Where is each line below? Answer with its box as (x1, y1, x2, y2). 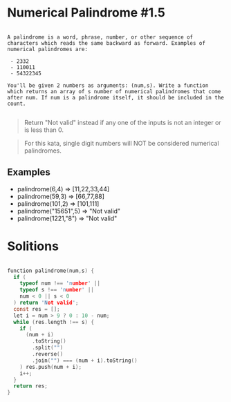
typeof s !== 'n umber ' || (19, 287, 95, 294)
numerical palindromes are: (7, 46, 89, 52)
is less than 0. (24, 126, 64, 134)
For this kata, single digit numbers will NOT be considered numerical (24, 139, 219, 147)
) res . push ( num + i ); (19, 363, 82, 370)
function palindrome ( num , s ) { (7, 267, 95, 274)
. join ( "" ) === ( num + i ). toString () (32, 357, 138, 364)
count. (7, 100, 26, 107)
